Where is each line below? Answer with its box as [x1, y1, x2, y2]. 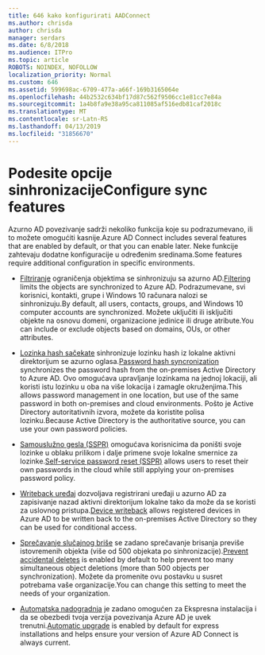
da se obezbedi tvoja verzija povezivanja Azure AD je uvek [19, 612, 212, 622]
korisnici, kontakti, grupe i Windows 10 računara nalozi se [19, 290, 208, 300]
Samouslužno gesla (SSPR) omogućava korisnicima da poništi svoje [19, 439, 242, 449]
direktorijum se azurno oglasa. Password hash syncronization [19, 356, 220, 366]
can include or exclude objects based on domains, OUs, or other [19, 324, 231, 334]
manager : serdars [8, 33, 66, 42]
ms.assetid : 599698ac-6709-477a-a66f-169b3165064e [8, 85, 179, 94]
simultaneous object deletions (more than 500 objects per [19, 563, 209, 572]
